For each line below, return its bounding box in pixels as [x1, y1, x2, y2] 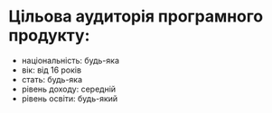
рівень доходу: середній [21, 83, 117, 94]
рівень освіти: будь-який [21, 92, 118, 104]
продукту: [8, 25, 90, 46]
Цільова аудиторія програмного [8, 6, 264, 27]
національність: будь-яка [21, 55, 119, 65]
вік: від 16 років [21, 65, 82, 75]
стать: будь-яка [21, 74, 83, 84]
